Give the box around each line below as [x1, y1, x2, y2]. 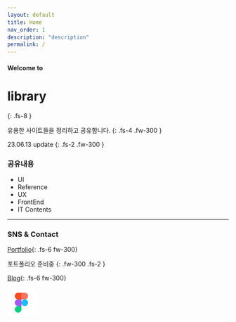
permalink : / [7, 41, 46, 49]
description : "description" [7, 34, 90, 41]
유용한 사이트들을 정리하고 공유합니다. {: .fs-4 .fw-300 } [7, 126, 162, 134]
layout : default [7, 11, 55, 18]
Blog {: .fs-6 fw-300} [7, 274, 67, 283]
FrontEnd [17, 198, 44, 206]
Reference [17, 183, 48, 191]
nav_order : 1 [7, 26, 46, 33]
